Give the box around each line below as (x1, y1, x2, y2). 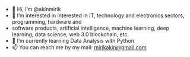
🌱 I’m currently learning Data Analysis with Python (11, 37, 135, 44)
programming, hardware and (11, 18, 82, 25)
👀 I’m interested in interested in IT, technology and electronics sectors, (11, 12, 185, 19)
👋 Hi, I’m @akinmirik (11, 6, 61, 12)
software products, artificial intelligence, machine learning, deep (11, 24, 170, 31)
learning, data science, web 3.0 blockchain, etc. (11, 31, 129, 38)
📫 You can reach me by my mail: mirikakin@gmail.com (11, 44, 147, 50)
